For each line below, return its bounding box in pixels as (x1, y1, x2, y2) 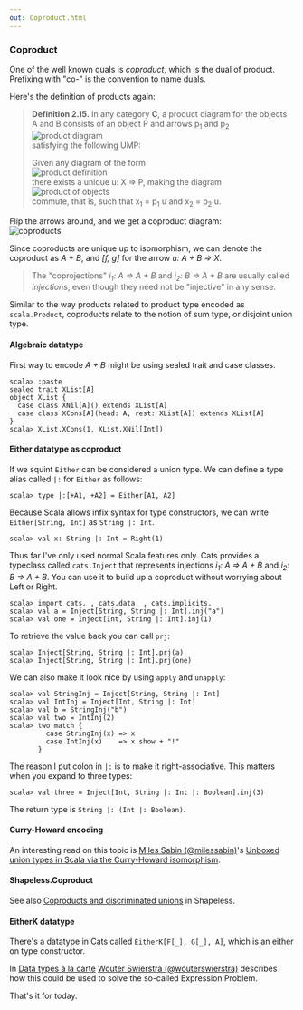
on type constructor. (9, 946, 86, 957)
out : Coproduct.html (9, 13, 88, 23)
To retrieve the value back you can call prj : (9, 630, 170, 641)
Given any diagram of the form (31, 157, 147, 168)
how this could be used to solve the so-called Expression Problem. (9, 973, 258, 984)
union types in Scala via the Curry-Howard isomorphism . (9, 854, 222, 865)
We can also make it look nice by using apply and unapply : (9, 672, 226, 683)
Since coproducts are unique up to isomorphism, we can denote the (9, 242, 262, 254)
